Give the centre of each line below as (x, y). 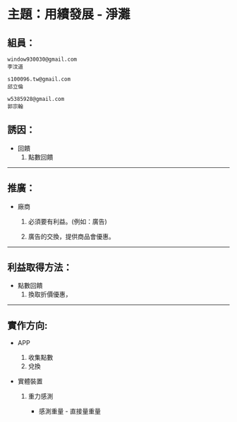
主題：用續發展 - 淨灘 (69, 14)
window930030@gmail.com (42, 59)
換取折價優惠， (50, 294)
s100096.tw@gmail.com (39, 79)
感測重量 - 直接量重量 (69, 411)
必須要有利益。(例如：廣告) (67, 221)
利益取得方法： (40, 268)
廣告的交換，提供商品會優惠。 (71, 236)
